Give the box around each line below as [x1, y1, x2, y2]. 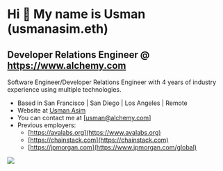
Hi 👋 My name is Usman [7, 6, 146, 22]
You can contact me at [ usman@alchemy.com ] [17, 114, 151, 122]
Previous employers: [17, 121, 76, 129]
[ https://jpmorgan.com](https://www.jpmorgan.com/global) [27, 143, 197, 152]
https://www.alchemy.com [7, 59, 126, 72]
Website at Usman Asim [17, 106, 86, 114]
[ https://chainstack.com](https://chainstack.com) [27, 136, 169, 144]
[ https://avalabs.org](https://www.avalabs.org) [27, 129, 161, 136]
